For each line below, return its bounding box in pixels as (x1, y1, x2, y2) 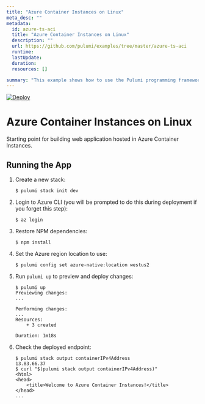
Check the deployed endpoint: (15, 343, 92, 351)
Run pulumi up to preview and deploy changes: (15, 273, 134, 280)
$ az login (15, 217, 43, 223)
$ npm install (15, 239, 51, 245)
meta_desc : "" (6, 15, 43, 21)
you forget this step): (15, 205, 68, 212)
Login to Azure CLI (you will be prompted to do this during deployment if (15, 198, 197, 206)
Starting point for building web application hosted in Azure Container (6, 135, 179, 143)
